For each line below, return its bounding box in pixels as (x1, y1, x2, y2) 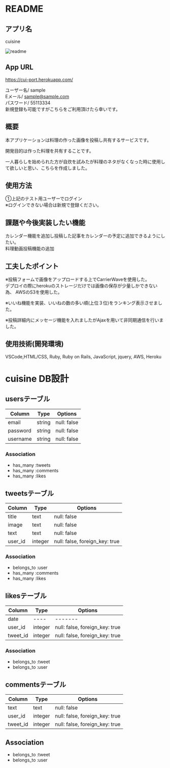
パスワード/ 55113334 (5, 100, 51, 106)
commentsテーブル (5, 680, 66, 689)
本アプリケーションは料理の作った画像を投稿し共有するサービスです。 (5, 137, 152, 143)
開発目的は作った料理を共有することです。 (5, 148, 94, 154)
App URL (5, 63, 34, 72)
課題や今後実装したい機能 (5, 218, 85, 227)
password (8, 427, 31, 434)
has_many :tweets (12, 462, 51, 468)
